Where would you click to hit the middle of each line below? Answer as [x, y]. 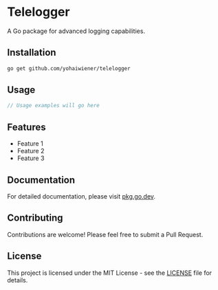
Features [26, 127]
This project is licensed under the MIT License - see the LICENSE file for [109, 273]
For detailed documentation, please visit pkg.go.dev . [81, 196]
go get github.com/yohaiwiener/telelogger [69, 68]
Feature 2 [31, 151]
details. [18, 280]
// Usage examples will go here [53, 106]
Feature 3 [31, 158]
